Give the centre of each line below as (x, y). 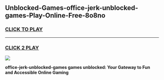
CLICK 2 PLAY (22, 48)
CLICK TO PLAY (24, 30)
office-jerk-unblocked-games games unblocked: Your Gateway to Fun (78, 67)
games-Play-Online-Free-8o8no (55, 16)
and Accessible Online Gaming (37, 72)
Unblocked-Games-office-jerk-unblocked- (72, 8)
